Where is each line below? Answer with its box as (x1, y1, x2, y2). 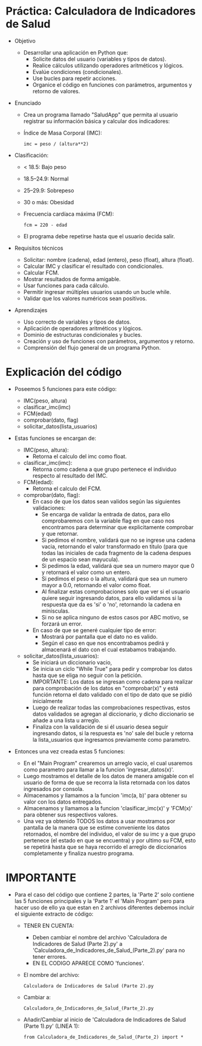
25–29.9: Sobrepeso (23, 187, 74, 194)
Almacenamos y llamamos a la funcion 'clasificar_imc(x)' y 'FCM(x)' (23, 804, 193, 811)
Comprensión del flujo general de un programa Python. (23, 344, 161, 351)
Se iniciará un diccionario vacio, (32, 659, 112, 666)
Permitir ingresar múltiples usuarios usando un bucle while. (23, 288, 171, 295)
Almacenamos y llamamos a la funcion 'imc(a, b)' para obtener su (23, 791, 187, 799)
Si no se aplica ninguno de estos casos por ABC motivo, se (41, 613, 189, 621)
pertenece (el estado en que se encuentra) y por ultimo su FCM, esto (23, 836, 196, 844)
